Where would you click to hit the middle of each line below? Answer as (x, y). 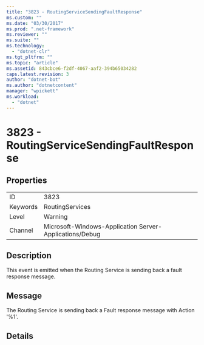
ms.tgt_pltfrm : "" (29, 57)
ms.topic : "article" (32, 63)
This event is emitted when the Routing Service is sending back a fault (94, 270)
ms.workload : (23, 97)
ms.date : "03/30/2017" (35, 23)
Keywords (24, 207)
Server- (150, 227)
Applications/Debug (72, 234)
